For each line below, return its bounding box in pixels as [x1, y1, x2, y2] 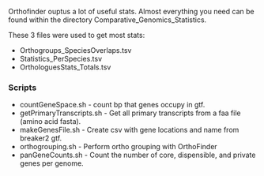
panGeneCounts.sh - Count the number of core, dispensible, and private [19, 150, 256, 160]
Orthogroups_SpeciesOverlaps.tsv [19, 46, 132, 54]
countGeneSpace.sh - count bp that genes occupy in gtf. [19, 100, 206, 110]
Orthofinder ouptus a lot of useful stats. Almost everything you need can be [8, 7, 255, 16]
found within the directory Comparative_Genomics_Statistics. [8, 15, 207, 24]
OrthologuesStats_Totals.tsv [19, 62, 111, 72]
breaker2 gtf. [19, 133, 62, 143]
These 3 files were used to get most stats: [8, 31, 145, 39]
